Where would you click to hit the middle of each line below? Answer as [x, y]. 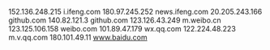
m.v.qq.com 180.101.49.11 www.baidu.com [78, 37]
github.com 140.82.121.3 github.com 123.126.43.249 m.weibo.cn [115, 20]
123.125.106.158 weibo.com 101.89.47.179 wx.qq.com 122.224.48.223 [122, 29]
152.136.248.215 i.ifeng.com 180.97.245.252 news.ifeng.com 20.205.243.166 [135, 12]
